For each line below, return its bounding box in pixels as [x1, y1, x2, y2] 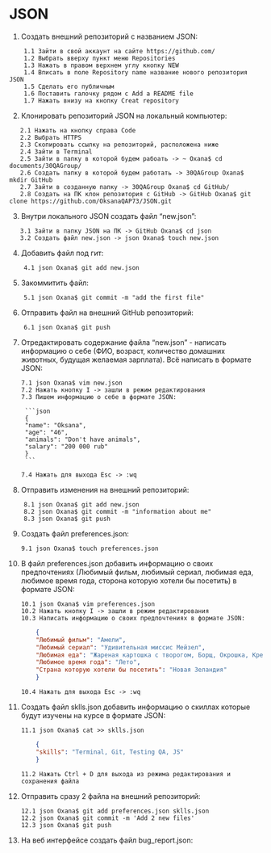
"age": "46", [24, 428, 69, 436]
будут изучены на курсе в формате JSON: [20, 711, 166, 721]
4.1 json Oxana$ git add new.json [23, 263, 140, 271]
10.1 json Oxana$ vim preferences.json [20, 599, 156, 608]
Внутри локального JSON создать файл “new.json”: [20, 211, 197, 221]
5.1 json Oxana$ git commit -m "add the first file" [23, 293, 205, 301]
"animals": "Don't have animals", [24, 435, 141, 443]
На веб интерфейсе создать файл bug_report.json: [20, 835, 194, 845]
